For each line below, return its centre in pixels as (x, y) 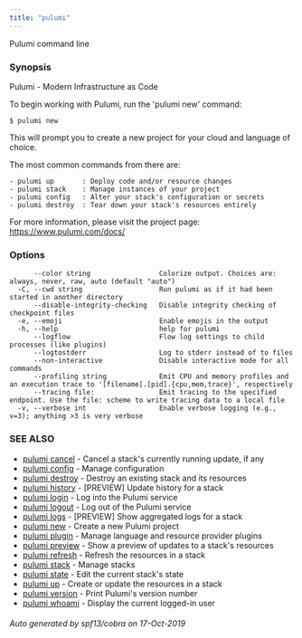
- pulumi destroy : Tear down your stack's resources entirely (133, 205)
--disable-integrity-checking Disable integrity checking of (155, 305)
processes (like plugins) (58, 345)
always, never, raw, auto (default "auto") (93, 281)
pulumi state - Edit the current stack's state (103, 574)
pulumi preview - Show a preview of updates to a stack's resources (148, 545)
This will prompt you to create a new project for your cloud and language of (150, 138)
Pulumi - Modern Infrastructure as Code (84, 86)
